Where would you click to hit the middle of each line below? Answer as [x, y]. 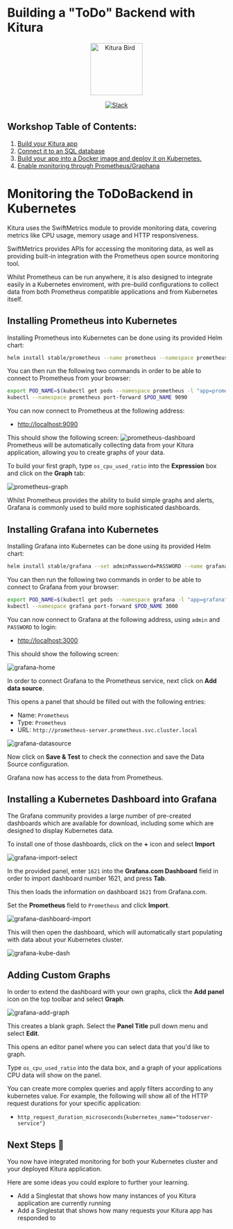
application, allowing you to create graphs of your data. [86, 452]
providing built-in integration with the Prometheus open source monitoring [113, 256]
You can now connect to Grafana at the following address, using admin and [114, 619]
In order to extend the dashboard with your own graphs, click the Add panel [116, 992]
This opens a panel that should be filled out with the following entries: [106, 701]
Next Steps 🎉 [36, 1145]
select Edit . [23, 1034]
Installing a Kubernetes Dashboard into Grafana [112, 799]
